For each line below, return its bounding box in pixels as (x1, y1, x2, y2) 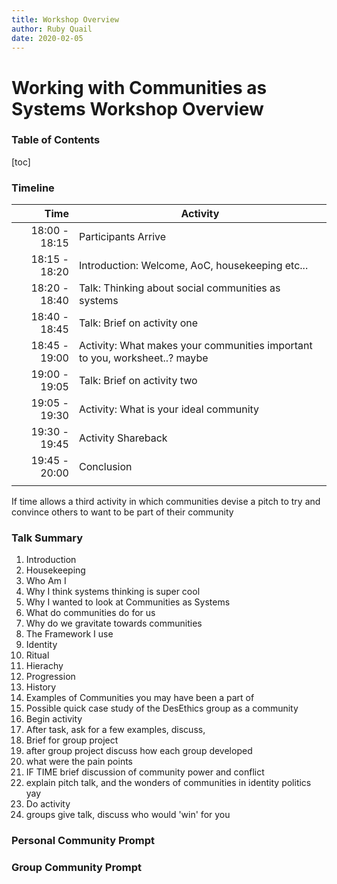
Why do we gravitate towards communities (25, 617, 203, 630)
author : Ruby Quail (11, 24, 93, 34)
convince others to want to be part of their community (11, 506, 234, 518)
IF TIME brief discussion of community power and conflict (25, 766, 265, 778)
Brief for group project (25, 734, 119, 746)
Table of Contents (11, 133, 101, 147)
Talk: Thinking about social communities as (78, 281, 281, 295)
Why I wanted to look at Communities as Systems (25, 596, 231, 608)
